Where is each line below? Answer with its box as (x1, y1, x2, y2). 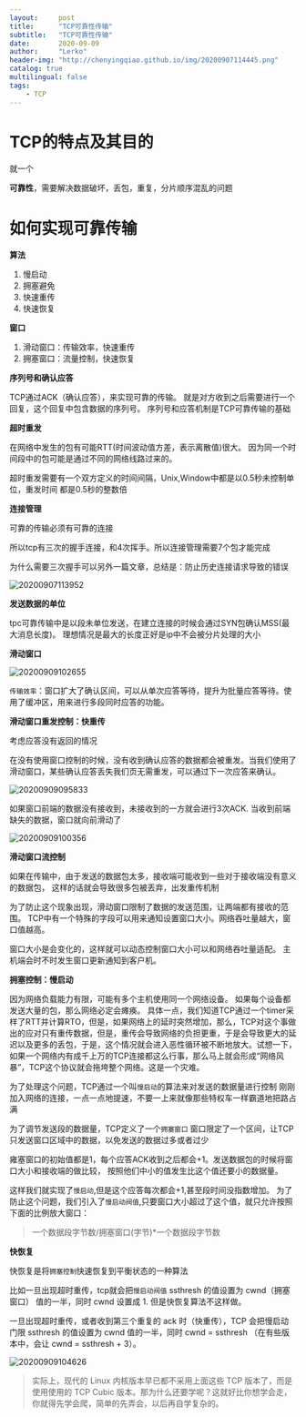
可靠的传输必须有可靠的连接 (9, 522, 114, 533)
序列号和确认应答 (9, 372, 74, 383)
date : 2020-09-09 (9, 38, 100, 48)
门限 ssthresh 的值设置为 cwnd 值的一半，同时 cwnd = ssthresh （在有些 (9, 1327, 282, 1338)
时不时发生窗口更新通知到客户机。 (33, 955, 161, 966)
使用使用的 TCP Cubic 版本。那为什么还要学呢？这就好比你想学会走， (31, 1387, 292, 1398)
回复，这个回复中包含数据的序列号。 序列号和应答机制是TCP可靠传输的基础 (9, 403, 291, 414)
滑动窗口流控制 (9, 852, 66, 863)
